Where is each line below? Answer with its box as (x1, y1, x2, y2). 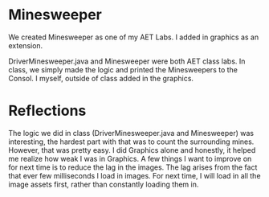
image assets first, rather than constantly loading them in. (8, 179, 199, 189)
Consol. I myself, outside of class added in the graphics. (8, 73, 194, 83)
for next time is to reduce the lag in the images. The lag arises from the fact (8, 162, 258, 172)
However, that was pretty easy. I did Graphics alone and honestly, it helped (8, 145, 256, 154)
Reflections (8, 102, 87, 120)
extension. (8, 40, 43, 50)
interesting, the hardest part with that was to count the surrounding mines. (8, 137, 255, 146)
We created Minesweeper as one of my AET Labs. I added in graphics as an (8, 32, 259, 42)
